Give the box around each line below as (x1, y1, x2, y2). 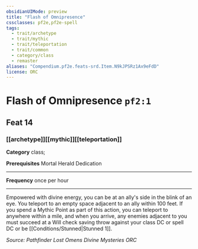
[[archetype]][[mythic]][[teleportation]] (6, 135, 122, 143)
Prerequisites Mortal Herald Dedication (6, 160, 102, 167)
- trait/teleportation (11, 42, 67, 48)
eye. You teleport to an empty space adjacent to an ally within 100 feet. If (6, 200, 183, 207)
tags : (6, 25, 19, 31)
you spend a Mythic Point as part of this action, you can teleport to (6, 207, 169, 214)
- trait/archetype (11, 31, 57, 36)
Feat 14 (6, 117, 34, 127)
